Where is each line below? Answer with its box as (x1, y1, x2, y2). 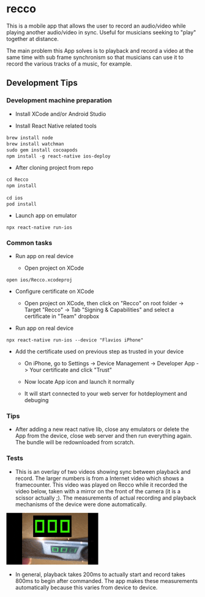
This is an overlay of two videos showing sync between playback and (15, 468, 191, 475)
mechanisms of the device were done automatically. (15, 500, 147, 508)
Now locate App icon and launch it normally (24, 378, 135, 385)
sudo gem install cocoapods (6, 146, 78, 153)
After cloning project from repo (15, 164, 94, 171)
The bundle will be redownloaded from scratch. (15, 439, 135, 446)
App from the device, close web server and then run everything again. (15, 432, 193, 439)
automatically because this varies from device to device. (15, 584, 158, 591)
